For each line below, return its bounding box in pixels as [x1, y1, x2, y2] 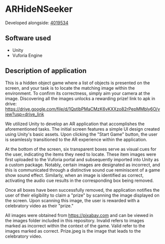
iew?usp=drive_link [5, 111, 44, 117]
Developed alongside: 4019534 [5, 20, 69, 26]
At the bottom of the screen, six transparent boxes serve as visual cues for [5, 146, 157, 152]
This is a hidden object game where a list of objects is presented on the [5, 80, 150, 86]
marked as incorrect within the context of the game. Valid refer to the [5, 223, 145, 229]
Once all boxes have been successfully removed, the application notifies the [5, 187, 160, 193]
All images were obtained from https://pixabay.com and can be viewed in [5, 212, 154, 218]
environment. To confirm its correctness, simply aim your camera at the [5, 90, 150, 96]
